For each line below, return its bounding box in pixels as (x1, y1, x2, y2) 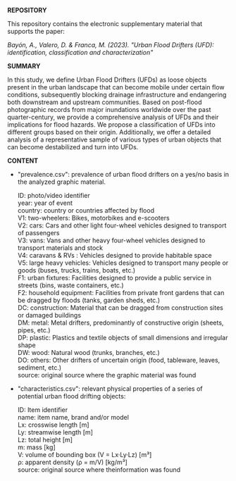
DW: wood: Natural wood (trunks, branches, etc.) (17, 349, 160, 356)
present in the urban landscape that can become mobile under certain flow (7, 83, 225, 91)
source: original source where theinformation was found (17, 466, 181, 474)
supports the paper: (7, 27, 66, 35)
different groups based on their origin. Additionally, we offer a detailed (7, 128, 211, 136)
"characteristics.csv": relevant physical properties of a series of (17, 385, 203, 393)
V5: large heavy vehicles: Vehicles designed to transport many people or (17, 258, 229, 267)
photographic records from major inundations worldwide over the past (7, 106, 211, 113)
